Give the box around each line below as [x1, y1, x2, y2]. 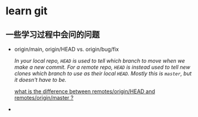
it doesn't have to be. [14, 76, 67, 83]
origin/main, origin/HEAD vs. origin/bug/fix [14, 46, 119, 53]
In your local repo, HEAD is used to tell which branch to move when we [14, 57, 185, 64]
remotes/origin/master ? [14, 94, 74, 101]
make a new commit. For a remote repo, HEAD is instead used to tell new [14, 64, 190, 70]
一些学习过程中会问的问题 [5, 29, 100, 39]
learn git [5, 4, 48, 18]
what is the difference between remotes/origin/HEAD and [14, 88, 156, 95]
